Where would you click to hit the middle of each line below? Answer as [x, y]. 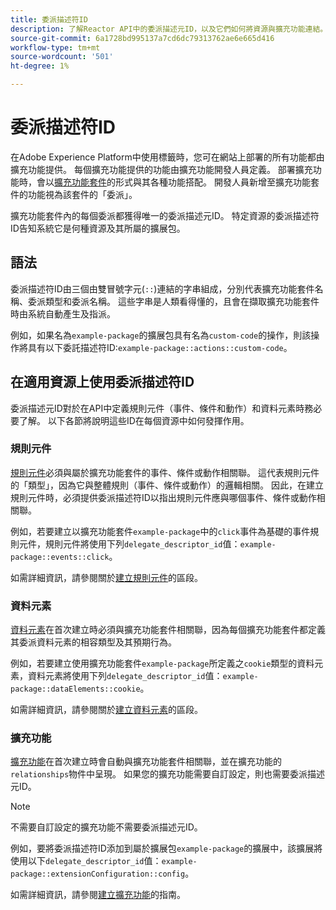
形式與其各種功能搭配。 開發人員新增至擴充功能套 [217, 182]
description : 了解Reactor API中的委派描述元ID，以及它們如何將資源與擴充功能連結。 [169, 29]
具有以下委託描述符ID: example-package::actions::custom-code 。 [160, 347]
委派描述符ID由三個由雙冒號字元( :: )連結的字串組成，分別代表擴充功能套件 [162, 288]
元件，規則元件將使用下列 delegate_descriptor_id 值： [129, 543]
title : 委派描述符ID [49, 19]
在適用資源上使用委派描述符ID [102, 382]
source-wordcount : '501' [62, 57]
